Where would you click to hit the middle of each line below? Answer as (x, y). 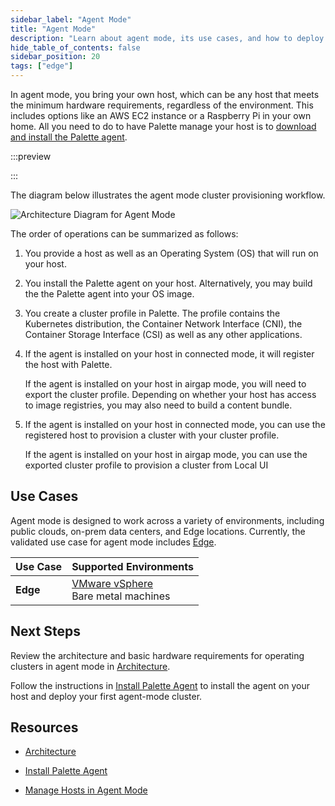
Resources (44, 727)
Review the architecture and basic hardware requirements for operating (157, 655)
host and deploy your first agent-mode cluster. (106, 696)
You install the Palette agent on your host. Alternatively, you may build (168, 283)
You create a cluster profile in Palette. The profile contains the (152, 313)
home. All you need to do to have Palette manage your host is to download (163, 126)
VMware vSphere (112, 583)
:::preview (31, 156)
